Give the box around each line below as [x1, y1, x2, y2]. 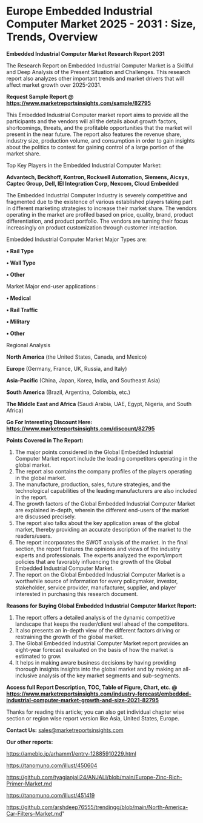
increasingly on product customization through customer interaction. [6, 223, 178, 231]
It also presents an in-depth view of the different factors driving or [15, 626, 181, 634]
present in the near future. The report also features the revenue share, [6, 130, 182, 138]
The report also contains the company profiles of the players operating [15, 467, 192, 475]
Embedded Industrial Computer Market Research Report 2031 [6, 50, 165, 57]
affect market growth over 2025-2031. [6, 81, 102, 89]
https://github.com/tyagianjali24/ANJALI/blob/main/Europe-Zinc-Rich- [6, 773, 183, 781]
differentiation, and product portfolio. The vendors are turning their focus [6, 217, 188, 225]
